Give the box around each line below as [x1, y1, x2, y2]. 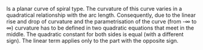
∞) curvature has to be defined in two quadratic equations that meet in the [6, 24, 194, 31]
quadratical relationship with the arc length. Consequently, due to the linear [6, 11, 196, 19]
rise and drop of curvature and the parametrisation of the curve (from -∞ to [6, 18, 197, 25]
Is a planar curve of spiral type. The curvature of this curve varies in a [6, 5, 182, 12]
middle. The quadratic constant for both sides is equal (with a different [6, 31, 184, 38]
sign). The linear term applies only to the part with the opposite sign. [6, 37, 179, 44]
